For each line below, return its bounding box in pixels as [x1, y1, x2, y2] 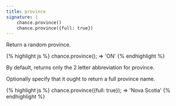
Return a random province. [6, 41, 71, 48]
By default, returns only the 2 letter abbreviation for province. [6, 64, 155, 71]
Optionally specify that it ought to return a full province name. [6, 75, 155, 82]
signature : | [6, 14, 38, 20]
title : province [6, 8, 46, 15]
